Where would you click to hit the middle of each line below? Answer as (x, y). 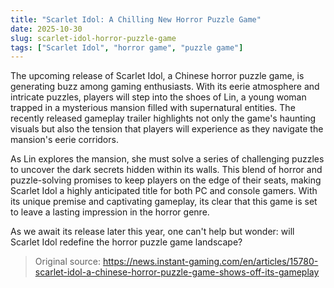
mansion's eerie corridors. (64, 140)
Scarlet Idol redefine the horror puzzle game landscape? (126, 242)
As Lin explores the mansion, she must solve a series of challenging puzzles (167, 159)
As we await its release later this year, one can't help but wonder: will (152, 232)
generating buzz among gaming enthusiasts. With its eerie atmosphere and (165, 87)
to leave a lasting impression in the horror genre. (110, 212)
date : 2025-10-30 (46, 29)
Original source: (68, 262)
